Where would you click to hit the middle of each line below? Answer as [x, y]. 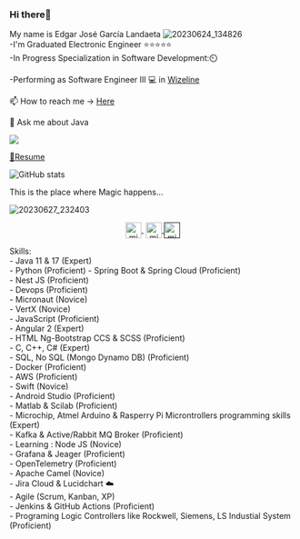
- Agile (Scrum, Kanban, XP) [62, 497]
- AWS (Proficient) [44, 377]
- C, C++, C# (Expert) [50, 348]
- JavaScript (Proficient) [55, 319]
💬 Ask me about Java [49, 123]
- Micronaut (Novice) [49, 300]
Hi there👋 [30, 15]
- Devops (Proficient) [49, 290]
